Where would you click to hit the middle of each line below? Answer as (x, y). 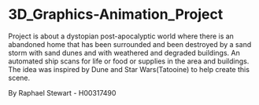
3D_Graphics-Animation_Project (116, 14)
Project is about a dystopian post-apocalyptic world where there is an (121, 36)
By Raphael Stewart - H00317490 (62, 92)
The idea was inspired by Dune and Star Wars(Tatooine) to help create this (129, 69)
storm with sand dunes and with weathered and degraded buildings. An (124, 52)
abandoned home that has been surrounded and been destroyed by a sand (130, 44)
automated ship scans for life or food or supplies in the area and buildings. (129, 61)
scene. (19, 78)
